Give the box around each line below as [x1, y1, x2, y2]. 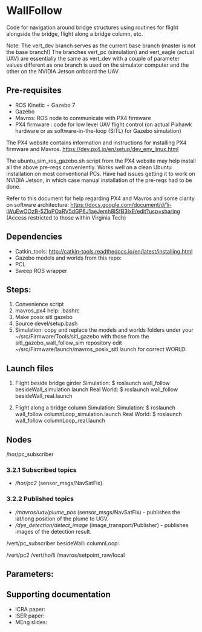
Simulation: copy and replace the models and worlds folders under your [15, 326, 194, 334]
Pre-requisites [6, 86, 62, 96]
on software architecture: [6, 201, 70, 208]
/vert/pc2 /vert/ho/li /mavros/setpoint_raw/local [6, 551, 125, 559]
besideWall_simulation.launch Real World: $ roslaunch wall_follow [15, 386, 178, 393]
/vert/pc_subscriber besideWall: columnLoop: [6, 539, 120, 546]
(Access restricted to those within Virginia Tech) [6, 213, 126, 221]
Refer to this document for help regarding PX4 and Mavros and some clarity [6, 195, 195, 202]
